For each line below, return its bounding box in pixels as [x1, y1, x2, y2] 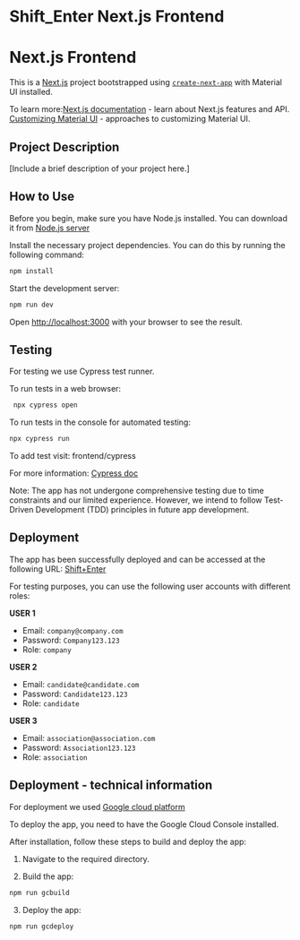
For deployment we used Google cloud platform [9, 801, 185, 812]
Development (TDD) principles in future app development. [35, 504, 249, 515]
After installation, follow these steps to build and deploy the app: [9, 836, 247, 847]
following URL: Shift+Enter [9, 563, 107, 574]
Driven [9, 504, 34, 515]
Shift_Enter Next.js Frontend [9, 6, 225, 27]
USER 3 [9, 715, 38, 726]
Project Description [9, 139, 120, 154]
